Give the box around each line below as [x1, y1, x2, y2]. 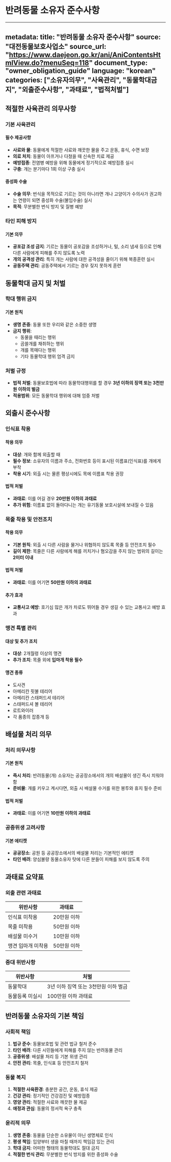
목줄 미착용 [8, 923, 33, 931]
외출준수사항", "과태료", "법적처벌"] [21, 85, 129, 94]
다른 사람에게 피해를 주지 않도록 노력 [12, 250, 85, 256]
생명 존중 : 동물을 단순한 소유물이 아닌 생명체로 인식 [12, 1132, 113, 1138]
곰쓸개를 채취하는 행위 [20, 340, 65, 347]
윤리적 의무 [5, 1120, 31, 1127]
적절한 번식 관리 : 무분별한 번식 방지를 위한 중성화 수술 [12, 1151, 119, 1157]
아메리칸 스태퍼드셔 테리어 [12, 694, 65, 701]
